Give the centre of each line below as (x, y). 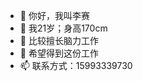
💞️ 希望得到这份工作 (59, 53)
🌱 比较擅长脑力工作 (59, 40)
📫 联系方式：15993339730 (76, 65)
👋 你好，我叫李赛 (54, 15)
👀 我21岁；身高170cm (63, 28)
